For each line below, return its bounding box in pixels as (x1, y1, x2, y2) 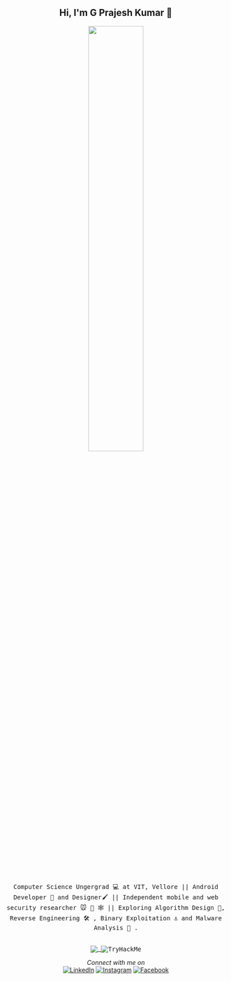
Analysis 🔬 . (94, 924, 138, 931)
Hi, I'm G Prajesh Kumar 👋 (59, 7, 173, 19)
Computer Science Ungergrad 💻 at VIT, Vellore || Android (13, 883, 218, 890)
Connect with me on (87, 958, 145, 966)
